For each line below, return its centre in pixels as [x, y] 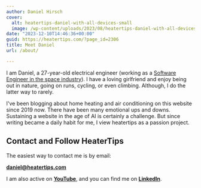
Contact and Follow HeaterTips [65, 141]
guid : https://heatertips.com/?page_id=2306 [63, 39]
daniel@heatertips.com [36, 167]
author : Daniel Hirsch [34, 12]
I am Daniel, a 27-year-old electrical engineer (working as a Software [91, 73]
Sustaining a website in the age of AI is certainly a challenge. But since [93, 116]
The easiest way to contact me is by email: [59, 155]
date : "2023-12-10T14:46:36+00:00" [51, 34]
